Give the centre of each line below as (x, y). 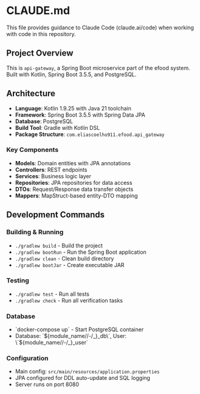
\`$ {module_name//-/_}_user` (51, 343)
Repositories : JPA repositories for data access (74, 182)
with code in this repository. (41, 34)
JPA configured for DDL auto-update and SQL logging (83, 378)
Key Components (33, 150)
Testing (18, 281)
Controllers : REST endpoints (51, 170)
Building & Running (35, 232)
